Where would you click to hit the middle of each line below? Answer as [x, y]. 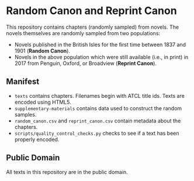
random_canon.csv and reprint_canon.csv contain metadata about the [98, 121]
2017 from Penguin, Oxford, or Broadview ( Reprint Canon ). [85, 63]
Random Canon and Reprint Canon [91, 11]
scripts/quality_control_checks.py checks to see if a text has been [97, 133]
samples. [25, 114]
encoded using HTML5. [43, 102]
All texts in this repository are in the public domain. [67, 172]
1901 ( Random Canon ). [42, 50]
